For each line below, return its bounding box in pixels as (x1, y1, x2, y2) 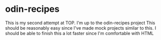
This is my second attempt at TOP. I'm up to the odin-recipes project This (5, 20, 156, 26)
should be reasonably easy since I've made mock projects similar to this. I (5, 25, 157, 31)
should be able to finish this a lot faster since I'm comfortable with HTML (5, 30, 154, 36)
